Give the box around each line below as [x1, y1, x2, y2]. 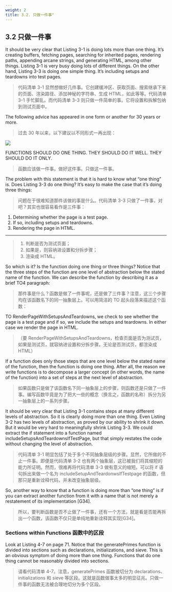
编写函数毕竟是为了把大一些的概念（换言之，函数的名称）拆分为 [27, 391, 162, 398]
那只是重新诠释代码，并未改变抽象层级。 [17, 477, 103, 483]
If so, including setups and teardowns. [12, 220, 94, 226]
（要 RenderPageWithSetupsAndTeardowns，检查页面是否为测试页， [17, 335, 164, 341]
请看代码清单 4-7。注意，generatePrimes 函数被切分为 [17, 568, 134, 575]
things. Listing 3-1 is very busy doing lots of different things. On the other [5, 63, 160, 69]
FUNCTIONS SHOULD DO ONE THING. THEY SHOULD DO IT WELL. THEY [5, 150, 162, 156]
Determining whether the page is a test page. [12, 214, 109, 221]
